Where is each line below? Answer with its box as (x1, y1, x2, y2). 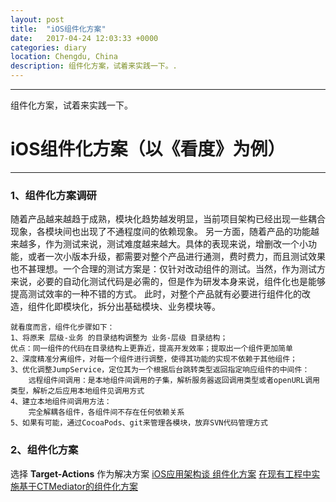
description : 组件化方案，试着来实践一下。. (10, 61, 178, 71)
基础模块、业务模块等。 (123, 301, 221, 313)
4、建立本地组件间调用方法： (10, 397, 112, 407)
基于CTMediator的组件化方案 (18, 480, 139, 492)
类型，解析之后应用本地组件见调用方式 (10, 386, 145, 396)
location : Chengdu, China (10, 52, 118, 62)
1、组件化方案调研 (10, 188, 97, 202)
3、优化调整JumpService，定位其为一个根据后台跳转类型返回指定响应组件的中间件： (10, 365, 310, 375)
